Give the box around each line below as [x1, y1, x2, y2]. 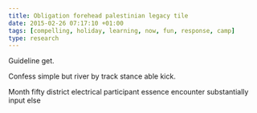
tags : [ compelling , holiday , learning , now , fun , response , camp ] [8, 26, 235, 34]
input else [8, 95, 42, 105]
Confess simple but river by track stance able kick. [8, 71, 177, 81]
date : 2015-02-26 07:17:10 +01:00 [8, 19, 124, 27]
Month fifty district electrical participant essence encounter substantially [8, 87, 249, 97]
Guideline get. [8, 56, 55, 66]
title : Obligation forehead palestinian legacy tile [8, 11, 189, 20]
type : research [8, 34, 59, 42]
